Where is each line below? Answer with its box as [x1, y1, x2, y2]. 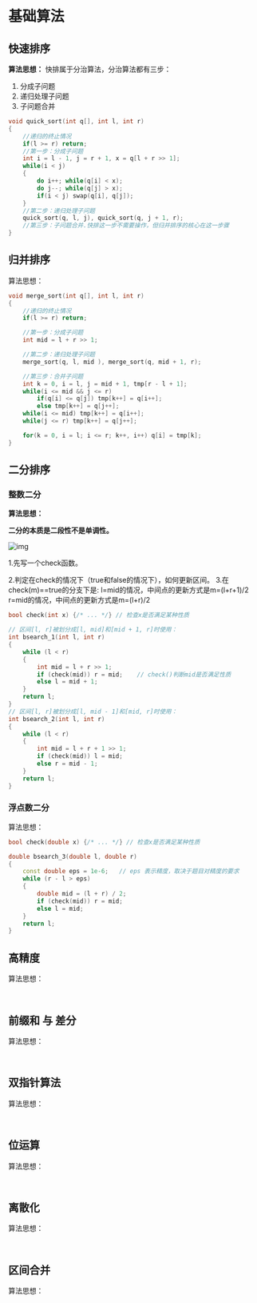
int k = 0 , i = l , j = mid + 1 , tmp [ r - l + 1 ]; [22, 379, 188, 388]
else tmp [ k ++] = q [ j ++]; [37, 402, 120, 411]
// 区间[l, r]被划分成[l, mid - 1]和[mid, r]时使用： [8, 708, 178, 716]
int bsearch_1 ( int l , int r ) [8, 633, 105, 641]
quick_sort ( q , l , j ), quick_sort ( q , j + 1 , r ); [22, 214, 184, 223]
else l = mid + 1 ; [37, 678, 98, 686]
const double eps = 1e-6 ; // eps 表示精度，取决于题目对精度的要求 [22, 868, 239, 876]
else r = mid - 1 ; [37, 760, 98, 768]
